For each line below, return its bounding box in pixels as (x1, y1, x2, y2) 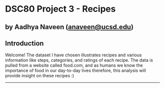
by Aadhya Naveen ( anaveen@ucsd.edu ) (5, 23, 134, 31)
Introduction (5, 39, 44, 47)
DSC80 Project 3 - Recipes (5, 3, 116, 15)
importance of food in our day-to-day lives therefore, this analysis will (5, 68, 146, 73)
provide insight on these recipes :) (5, 73, 75, 79)
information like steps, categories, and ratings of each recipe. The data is (5, 57, 153, 63)
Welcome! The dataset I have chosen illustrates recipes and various (5, 52, 142, 58)
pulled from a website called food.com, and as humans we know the (5, 62, 143, 69)
